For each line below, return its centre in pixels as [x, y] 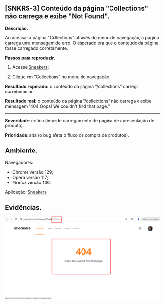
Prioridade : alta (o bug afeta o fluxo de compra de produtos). [67, 135]
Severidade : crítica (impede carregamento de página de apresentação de [80, 120]
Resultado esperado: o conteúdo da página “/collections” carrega [72, 86]
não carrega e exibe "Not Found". [57, 16]
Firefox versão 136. [31, 182]
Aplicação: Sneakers [26, 192]
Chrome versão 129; [32, 172]
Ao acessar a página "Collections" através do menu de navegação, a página [82, 37]
